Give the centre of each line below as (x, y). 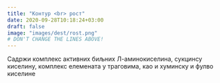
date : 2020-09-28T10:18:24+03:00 (56, 20)
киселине (22, 74)
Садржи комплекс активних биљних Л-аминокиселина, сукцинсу (105, 59)
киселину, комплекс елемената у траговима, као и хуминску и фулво (110, 66)
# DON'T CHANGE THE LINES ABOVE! (56, 39)
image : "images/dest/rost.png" (52, 33)
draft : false (26, 26)
